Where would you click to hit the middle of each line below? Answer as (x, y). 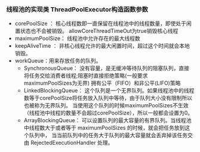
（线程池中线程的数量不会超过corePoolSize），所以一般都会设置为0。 (108, 113)
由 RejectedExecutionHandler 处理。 (68, 143)
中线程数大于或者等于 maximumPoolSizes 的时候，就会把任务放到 (104, 128)
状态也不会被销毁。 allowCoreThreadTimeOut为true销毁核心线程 (99, 31)
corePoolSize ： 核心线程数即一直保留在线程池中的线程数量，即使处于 (101, 24)
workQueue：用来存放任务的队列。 (58, 61)
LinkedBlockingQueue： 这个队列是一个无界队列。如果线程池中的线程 (109, 91)
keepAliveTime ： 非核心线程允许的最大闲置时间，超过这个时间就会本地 (102, 46)
